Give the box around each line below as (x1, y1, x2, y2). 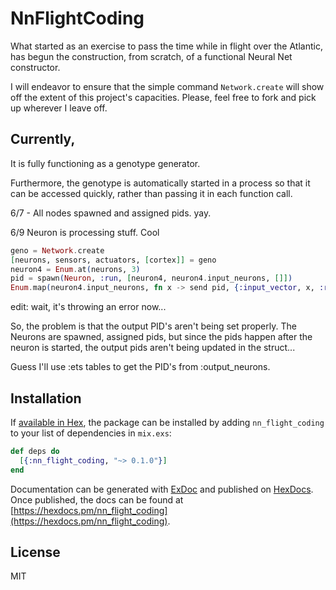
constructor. (10, 61, 61, 73)
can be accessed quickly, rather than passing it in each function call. (10, 187, 293, 199)
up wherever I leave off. (10, 102, 108, 114)
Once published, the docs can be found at (10, 493, 184, 506)
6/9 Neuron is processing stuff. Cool (10, 226, 160, 238)
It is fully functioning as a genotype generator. (10, 157, 201, 169)
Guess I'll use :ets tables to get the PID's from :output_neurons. (10, 361, 271, 373)
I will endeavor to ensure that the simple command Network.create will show (10, 80, 325, 92)
